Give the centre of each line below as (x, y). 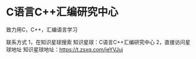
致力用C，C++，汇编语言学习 (42, 29)
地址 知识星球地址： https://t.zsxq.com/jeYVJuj (67, 49)
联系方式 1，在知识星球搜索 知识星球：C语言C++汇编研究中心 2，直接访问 (96, 42)
